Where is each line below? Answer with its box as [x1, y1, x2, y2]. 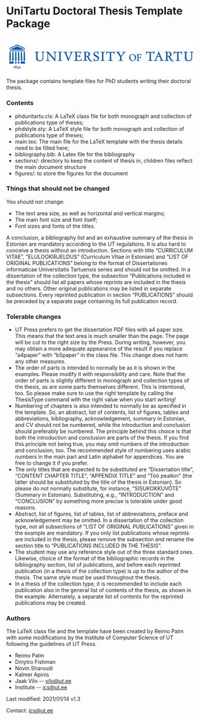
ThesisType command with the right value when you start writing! [14, 396, 176, 403]
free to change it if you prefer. [14, 459, 88, 467]
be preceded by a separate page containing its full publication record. [6, 297, 178, 304]
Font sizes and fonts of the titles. [14, 222, 96, 230]
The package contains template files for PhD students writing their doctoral [6, 78, 191, 85]
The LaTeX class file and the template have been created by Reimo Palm [6, 628, 184, 635]
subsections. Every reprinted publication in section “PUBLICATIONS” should [6, 291, 193, 298]
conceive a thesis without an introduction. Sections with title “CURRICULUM [6, 246, 193, 254]
